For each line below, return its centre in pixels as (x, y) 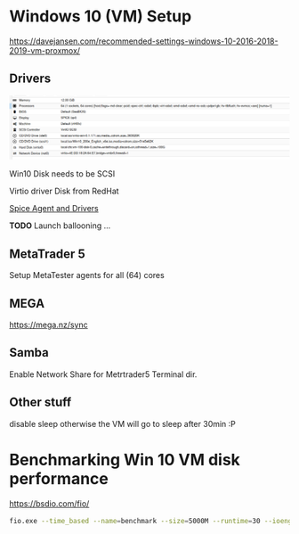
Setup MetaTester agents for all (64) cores (87, 275)
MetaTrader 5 (48, 254)
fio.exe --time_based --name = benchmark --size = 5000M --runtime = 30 (135, 521)
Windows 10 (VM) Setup (101, 16)
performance (59, 478)
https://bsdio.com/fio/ (49, 503)
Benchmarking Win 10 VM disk (125, 460)
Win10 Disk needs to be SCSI (62, 174)
